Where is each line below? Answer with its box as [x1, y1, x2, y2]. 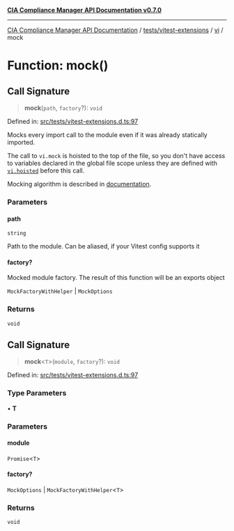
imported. [7, 138, 36, 146]
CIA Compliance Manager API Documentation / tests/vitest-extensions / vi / [7, 26, 224, 34]
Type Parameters [7, 388, 67, 398]
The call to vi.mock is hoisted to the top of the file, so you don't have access [7, 152, 226, 159]
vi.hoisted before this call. [7, 166, 85, 175]
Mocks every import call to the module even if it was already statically [7, 131, 208, 138]
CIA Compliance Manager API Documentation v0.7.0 [7, 6, 162, 14]
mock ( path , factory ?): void [24, 104, 103, 112]
